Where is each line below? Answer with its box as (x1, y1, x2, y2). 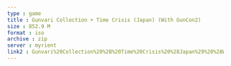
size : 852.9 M (7, 23, 51, 30)
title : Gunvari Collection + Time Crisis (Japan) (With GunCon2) (7, 16, 201, 23)
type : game (7, 10, 41, 17)
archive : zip (7, 36, 48, 43)
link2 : (7, 49, 30, 56)
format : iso (7, 29, 45, 36)
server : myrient (7, 42, 57, 49)
